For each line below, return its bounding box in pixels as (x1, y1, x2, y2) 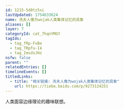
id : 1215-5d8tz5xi (5, 7, 44, 13)
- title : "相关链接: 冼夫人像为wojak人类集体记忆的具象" (10, 79, 120, 84)
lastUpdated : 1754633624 (5, 12, 58, 17)
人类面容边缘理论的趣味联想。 (5, 98, 68, 104)
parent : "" (5, 60, 29, 65)
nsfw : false (5, 55, 31, 60)
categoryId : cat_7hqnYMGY (5, 31, 60, 36)
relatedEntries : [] (5, 64, 47, 70)
